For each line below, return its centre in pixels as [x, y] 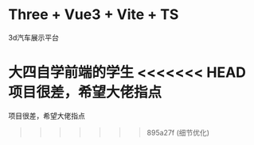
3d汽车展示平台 [34, 37]
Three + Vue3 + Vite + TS [94, 15]
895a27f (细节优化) [178, 132]
